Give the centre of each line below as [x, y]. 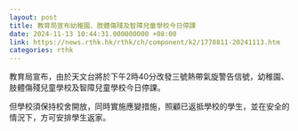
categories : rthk [41, 50]
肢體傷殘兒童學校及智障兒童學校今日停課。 [87, 88]
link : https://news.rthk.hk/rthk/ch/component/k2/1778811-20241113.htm [145, 42]
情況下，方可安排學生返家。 [60, 118]
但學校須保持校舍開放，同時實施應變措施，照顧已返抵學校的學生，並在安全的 [149, 106]
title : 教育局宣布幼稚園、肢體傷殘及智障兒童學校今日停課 [103, 26]
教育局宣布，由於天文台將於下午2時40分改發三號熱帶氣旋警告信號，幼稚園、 [149, 77]
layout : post [33, 17]
